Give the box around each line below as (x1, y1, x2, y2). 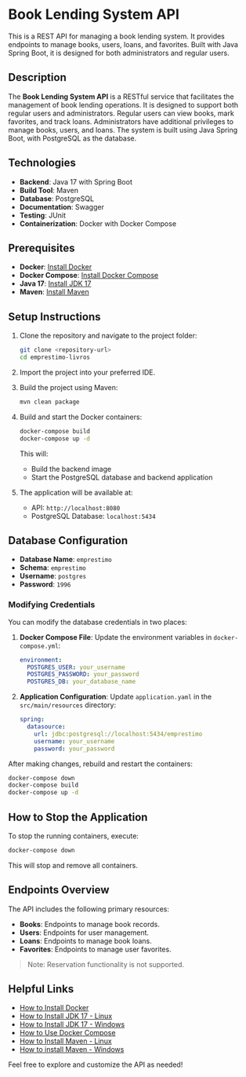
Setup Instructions (8, 310, 101, 323)
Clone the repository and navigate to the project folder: (19, 331, 197, 341)
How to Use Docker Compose (19, 1028, 116, 1038)
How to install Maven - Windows (19, 1045, 125, 1054)
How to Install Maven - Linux (19, 1036, 112, 1046)
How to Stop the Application (8, 810, 148, 823)
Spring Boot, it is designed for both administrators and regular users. (8, 48, 230, 57)
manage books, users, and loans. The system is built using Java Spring (8, 125, 238, 134)
